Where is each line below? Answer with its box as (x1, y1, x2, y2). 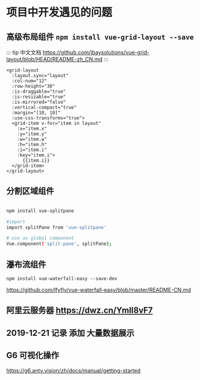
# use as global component (6, 235, 74, 241)
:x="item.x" (17, 125, 47, 132)
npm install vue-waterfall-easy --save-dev (6, 276, 118, 282)
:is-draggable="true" (11, 88, 66, 95)
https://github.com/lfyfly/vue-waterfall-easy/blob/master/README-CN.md (6, 286, 192, 293)
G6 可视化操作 (6, 350, 59, 361)
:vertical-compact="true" (11, 104, 77, 110)
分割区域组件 (6, 186, 54, 196)
